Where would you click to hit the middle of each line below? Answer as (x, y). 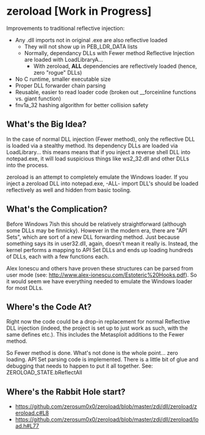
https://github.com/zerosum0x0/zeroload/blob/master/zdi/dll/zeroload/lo (107, 420)
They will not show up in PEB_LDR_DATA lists (81, 46)
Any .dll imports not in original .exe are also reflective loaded (91, 40)
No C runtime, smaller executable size (63, 79)
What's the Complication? (57, 209)
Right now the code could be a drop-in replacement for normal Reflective (98, 322)
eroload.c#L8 (32, 413)
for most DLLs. (25, 288)
